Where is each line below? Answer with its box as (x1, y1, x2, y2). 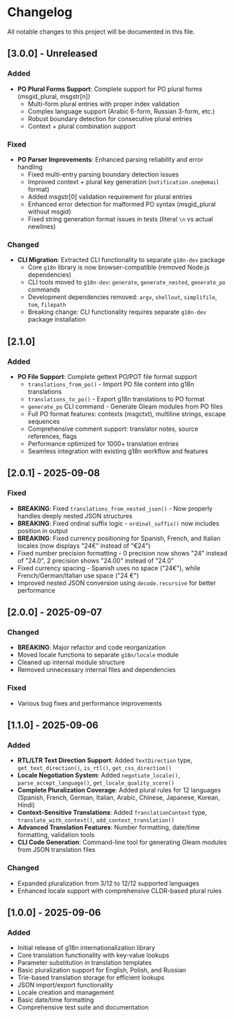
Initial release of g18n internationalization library (17, 944, 156, 952)
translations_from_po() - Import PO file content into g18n (27, 380, 194, 388)
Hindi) (17, 801, 35, 809)
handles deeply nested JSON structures (17, 511, 133, 520)
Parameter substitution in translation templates (17, 958, 152, 967)
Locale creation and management (17, 989, 115, 997)
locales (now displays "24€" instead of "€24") (17, 541, 151, 550)
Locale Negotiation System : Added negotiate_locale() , (17, 771, 180, 780)
